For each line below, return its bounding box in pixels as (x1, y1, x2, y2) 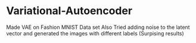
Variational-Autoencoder (6, 4, 133, 18)
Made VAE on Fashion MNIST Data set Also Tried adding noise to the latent (6, 24, 190, 31)
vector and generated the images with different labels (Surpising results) (6, 29, 185, 37)
